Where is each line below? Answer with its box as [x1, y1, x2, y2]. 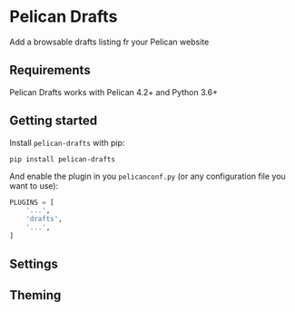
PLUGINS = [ [9, 198, 54, 207]
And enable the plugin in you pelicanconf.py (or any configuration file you [9, 171, 286, 181]
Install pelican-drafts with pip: [9, 137, 125, 148]
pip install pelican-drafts [9, 154, 116, 164]
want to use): [9, 180, 59, 191]
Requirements [9, 63, 91, 78]
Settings [9, 257, 59, 272]
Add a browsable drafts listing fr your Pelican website [9, 36, 210, 47]
